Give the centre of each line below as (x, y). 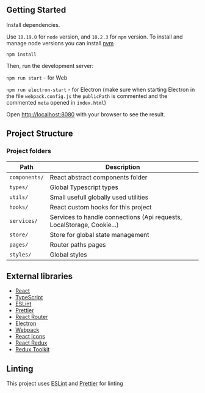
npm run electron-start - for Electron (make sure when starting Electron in (101, 89)
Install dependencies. (33, 24)
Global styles (68, 255)
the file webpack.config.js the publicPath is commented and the (87, 96)
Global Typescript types (84, 187)
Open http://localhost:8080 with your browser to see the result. (86, 114)
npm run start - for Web (37, 77)
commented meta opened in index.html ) (56, 102)
